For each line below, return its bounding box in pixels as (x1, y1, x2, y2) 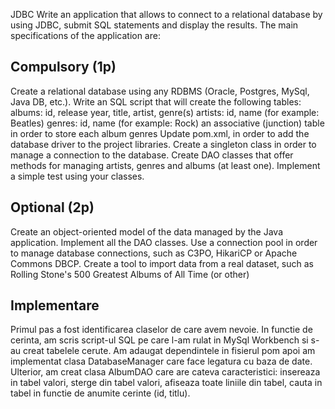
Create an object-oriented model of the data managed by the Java (10, 225, 284, 238)
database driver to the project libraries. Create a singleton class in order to (10, 138, 317, 150)
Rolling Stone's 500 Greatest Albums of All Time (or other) (10, 268, 250, 280)
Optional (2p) (10, 199, 95, 216)
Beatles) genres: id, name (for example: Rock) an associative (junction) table (10, 117, 325, 129)
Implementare (10, 297, 100, 314)
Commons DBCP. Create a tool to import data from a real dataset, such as (10, 257, 315, 269)
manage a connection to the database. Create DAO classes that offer (10, 149, 294, 161)
